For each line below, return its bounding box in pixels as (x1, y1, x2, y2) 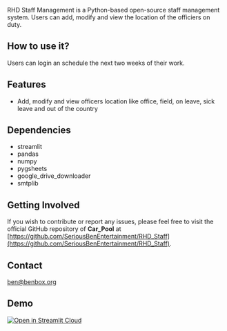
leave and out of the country (17, 104, 99, 112)
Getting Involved (7, 199, 80, 211)
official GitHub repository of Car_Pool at (7, 225, 122, 233)
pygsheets (17, 165, 48, 173)
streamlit (17, 143, 43, 151)
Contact (7, 259, 43, 271)
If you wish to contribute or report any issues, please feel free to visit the (7, 217, 214, 226)
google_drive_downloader (17, 172, 91, 180)
